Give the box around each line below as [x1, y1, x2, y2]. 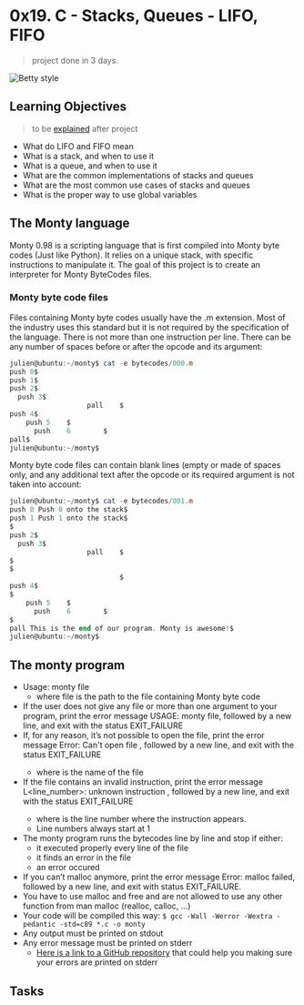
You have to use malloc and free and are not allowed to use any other [22, 891, 283, 902]
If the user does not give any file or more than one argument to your [22, 701, 278, 712]
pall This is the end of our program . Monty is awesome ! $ [9, 624, 234, 633]
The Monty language [9, 216, 130, 231]
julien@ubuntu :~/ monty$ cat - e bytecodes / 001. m [9, 497, 194, 506]
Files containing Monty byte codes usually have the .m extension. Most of [9, 311, 286, 323]
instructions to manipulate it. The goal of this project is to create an [9, 259, 261, 269]
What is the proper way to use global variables [22, 188, 198, 200]
